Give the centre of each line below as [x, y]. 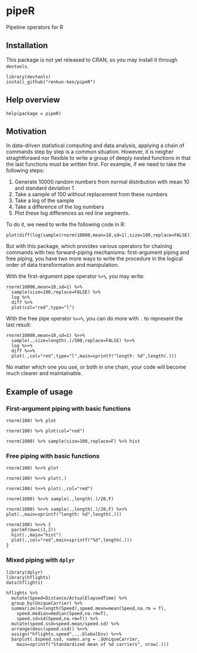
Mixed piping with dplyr [40, 560]
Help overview [33, 100]
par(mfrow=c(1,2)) [34, 530]
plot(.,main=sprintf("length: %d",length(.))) [64, 515]
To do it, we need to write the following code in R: [66, 225]
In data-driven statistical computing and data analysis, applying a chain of [95, 146]
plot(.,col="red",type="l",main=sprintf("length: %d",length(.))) [94, 356]
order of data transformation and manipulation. [62, 265]
